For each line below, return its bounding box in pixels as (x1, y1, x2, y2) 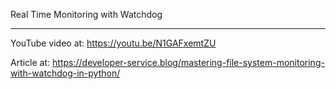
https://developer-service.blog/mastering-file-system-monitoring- (52, 57, 325, 68)
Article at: (10, 57, 51, 68)
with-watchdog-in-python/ (10, 67, 121, 79)
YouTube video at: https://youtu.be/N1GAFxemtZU (10, 37, 217, 49)
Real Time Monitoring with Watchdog (10, 9, 163, 20)
